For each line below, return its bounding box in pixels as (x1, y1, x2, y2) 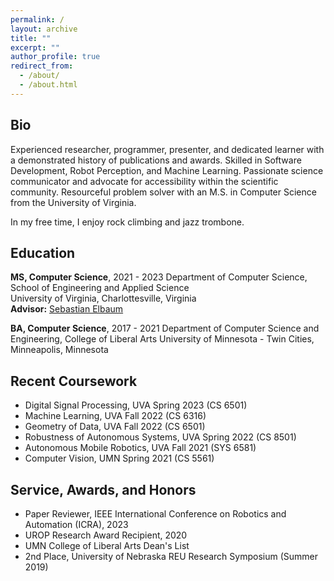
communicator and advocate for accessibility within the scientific (10, 175, 279, 187)
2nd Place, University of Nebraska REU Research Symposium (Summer (24, 551, 319, 562)
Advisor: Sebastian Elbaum (10, 303, 124, 315)
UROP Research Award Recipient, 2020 (24, 529, 188, 541)
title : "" (10, 33, 52, 43)
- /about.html (19, 80, 78, 90)
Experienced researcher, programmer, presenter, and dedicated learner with (10, 143, 325, 155)
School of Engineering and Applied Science (10, 282, 190, 294)
